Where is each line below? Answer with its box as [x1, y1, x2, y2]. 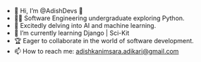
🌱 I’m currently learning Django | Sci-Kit [13, 29, 130, 37]
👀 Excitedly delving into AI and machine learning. [13, 22, 157, 29]
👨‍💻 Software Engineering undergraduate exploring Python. [13, 14, 185, 22]
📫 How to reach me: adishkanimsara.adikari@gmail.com [13, 47, 179, 55]
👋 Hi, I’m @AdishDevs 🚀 [13, 7, 83, 15]
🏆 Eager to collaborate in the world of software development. [13, 37, 194, 45]
